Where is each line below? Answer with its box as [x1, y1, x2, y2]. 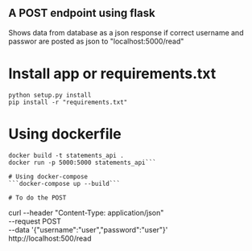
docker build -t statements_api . [8, 151, 125, 159]
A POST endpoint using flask [8, 6, 155, 20]
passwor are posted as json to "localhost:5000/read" [8, 36, 184, 46]
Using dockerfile [8, 125, 122, 143]
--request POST [8, 216, 62, 226]
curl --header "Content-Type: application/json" [8, 208, 164, 217]
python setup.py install [8, 91, 92, 99]
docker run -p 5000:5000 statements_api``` [8, 158, 157, 167]
